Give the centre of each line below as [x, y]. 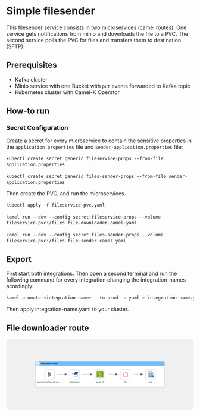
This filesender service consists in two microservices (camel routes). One [96, 27]
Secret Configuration [37, 128]
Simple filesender [51, 11]
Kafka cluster [31, 79]
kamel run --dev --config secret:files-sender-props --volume [85, 235]
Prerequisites [32, 65]
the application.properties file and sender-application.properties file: [95, 147]
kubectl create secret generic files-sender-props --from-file [86, 177]
